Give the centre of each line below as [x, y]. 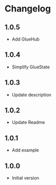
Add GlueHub [26, 39]
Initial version [25, 178]
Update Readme [28, 122]
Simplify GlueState [31, 67]
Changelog [28, 9]
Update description [31, 94]
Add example [25, 150]
